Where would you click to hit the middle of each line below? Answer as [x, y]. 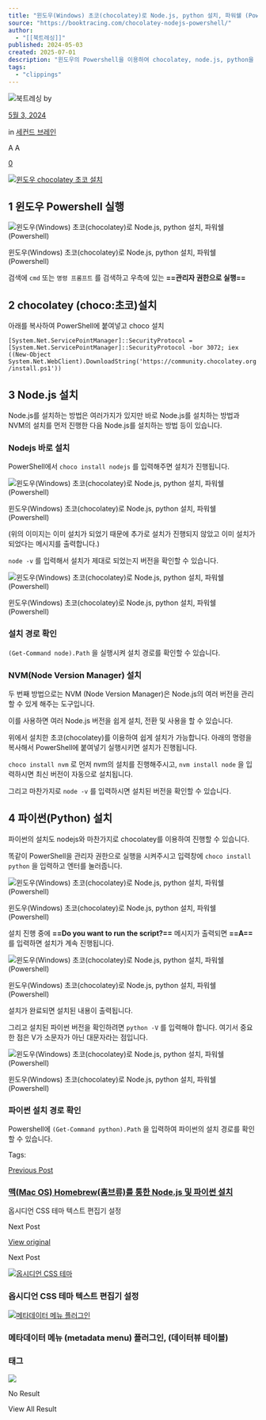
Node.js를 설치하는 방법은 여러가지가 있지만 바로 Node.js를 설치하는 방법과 [124, 415]
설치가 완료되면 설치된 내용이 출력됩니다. [70, 1010]
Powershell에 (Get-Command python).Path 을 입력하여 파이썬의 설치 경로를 [124, 1129]
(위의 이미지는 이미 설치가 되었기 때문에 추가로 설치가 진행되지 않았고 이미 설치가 [132, 534]
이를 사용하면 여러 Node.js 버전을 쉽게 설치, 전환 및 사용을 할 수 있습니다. [121, 720]
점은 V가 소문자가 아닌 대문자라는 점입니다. [82, 1037]
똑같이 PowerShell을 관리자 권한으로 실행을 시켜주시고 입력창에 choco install [130, 855]
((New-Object [30, 355]
